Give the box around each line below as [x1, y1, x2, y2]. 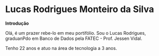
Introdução [5, 20, 29, 26]
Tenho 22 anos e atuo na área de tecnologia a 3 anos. [5, 45, 117, 51]
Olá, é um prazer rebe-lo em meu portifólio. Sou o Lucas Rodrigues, [5, 30, 146, 36]
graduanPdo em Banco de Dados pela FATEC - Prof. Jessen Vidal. [5, 35, 142, 41]
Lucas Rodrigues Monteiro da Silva [5, 4, 154, 15]
